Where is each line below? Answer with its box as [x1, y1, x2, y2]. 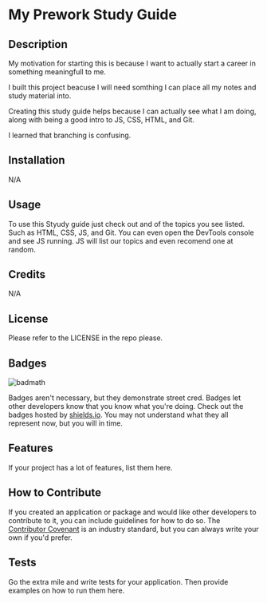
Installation [8, 153, 65, 167]
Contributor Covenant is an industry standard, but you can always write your [8, 524, 259, 534]
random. [8, 244, 36, 254]
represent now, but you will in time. [8, 419, 124, 428]
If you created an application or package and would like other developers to [8, 507, 257, 517]
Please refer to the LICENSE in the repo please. [8, 333, 163, 343]
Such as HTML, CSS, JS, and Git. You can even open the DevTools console [8, 228, 255, 237]
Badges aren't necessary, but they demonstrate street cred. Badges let [8, 393, 241, 403]
